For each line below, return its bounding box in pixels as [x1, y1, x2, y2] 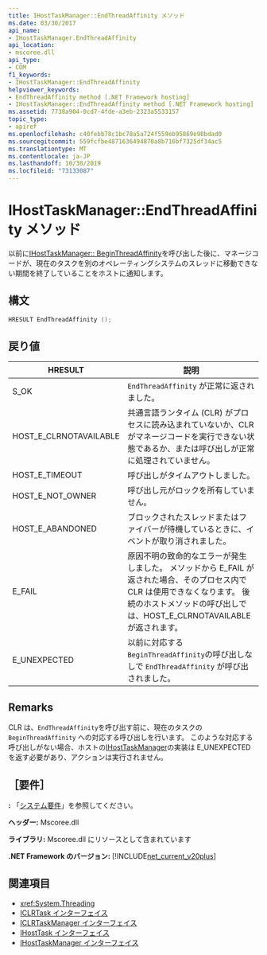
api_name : [8, 26, 41, 34]
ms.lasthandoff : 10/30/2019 [8, 160, 102, 168]
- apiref [8, 123, 37, 131]
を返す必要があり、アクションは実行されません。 [8, 753, 168, 762]
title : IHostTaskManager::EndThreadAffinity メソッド [8, 11, 185, 20]
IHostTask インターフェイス [19, 928, 110, 937]
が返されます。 [127, 622, 183, 633]
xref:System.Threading [19, 898, 95, 908]
